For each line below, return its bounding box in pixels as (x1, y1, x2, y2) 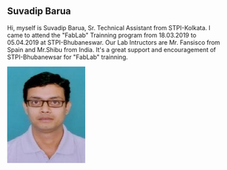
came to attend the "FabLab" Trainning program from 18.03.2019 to (7, 31, 197, 39)
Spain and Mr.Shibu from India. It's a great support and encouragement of (7, 45, 216, 53)
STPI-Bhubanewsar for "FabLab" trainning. (7, 53, 128, 61)
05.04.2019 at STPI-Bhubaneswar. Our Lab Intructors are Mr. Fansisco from (7, 38, 221, 47)
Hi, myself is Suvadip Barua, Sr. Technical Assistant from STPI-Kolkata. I (7, 23, 211, 32)
